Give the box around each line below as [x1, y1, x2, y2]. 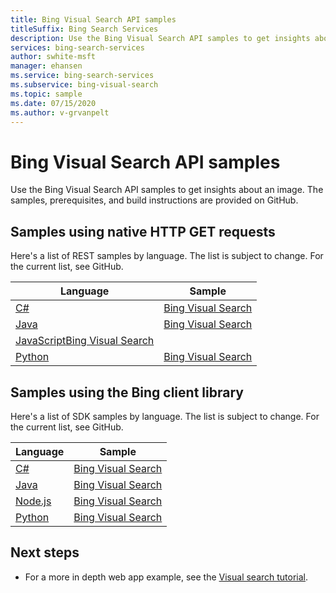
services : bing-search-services [10, 42, 145, 53]
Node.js [15, 494, 52, 508]
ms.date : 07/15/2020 [10, 98, 97, 108]
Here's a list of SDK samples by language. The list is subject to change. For [10, 410, 320, 422]
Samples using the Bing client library [10, 384, 244, 401]
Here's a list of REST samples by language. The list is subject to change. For [10, 250, 324, 262]
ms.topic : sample [10, 89, 83, 99]
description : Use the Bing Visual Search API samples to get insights [10, 33, 311, 43]
